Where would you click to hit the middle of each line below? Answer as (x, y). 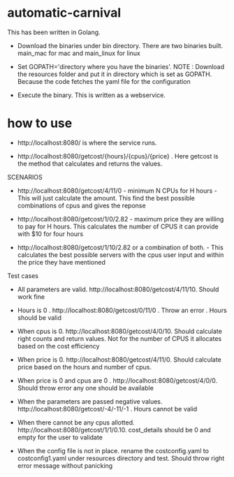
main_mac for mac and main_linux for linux (79, 53)
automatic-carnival (64, 13)
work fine (31, 296)
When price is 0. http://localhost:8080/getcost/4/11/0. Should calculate (119, 359)
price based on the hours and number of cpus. (85, 367)
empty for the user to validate (60, 437)
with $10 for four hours (50, 234)
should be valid (39, 317)
